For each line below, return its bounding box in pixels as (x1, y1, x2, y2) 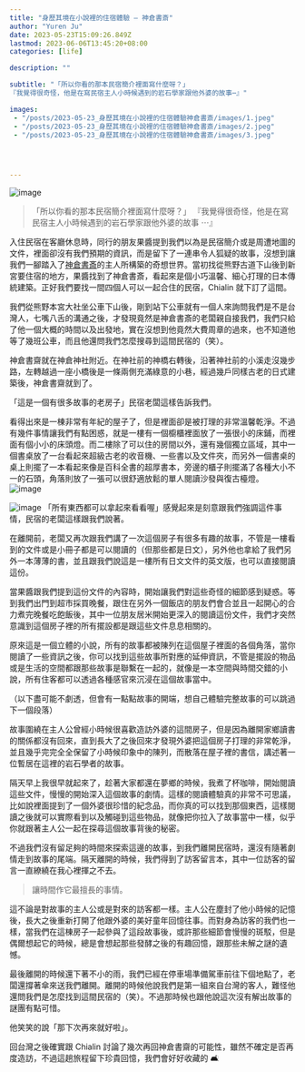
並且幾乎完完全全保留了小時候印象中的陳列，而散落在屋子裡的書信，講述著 (9, 747, 288, 758)
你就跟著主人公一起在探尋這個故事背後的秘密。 (9, 823, 184, 834)
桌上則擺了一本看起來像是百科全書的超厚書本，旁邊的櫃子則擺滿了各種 (9, 461, 272, 473)
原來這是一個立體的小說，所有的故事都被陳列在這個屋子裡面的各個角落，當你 (9, 640, 296, 651)
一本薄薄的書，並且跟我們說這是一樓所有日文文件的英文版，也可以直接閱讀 (16, 556, 296, 567)
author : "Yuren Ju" (9, 22, 84, 31)
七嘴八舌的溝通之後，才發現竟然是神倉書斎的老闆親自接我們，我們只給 (33, 313, 296, 324)
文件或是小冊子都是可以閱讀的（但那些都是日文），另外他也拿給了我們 (25, 544, 284, 555)
